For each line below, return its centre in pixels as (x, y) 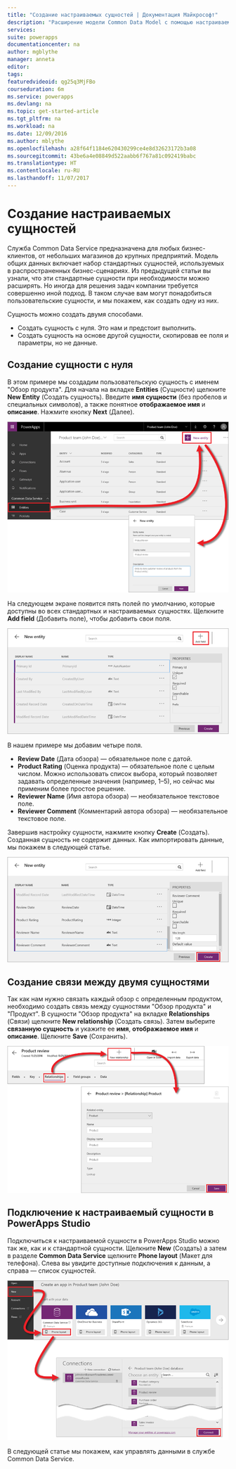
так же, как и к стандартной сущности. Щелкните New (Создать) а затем (117, 1248)
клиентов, (22, 255)
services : (22, 30)
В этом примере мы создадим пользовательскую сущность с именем (113, 382)
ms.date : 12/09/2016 (38, 134)
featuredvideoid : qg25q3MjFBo (52, 82)
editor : (19, 67)
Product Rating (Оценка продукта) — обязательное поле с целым (116, 766)
